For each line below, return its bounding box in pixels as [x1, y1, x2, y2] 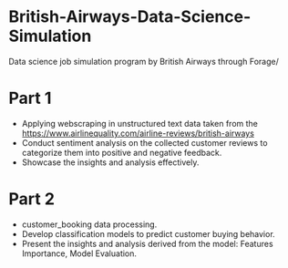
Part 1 [8, 88, 52, 108]
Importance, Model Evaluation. [21, 248, 138, 259]
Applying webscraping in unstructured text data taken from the [21, 118, 259, 129]
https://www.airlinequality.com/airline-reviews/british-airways [21, 128, 254, 139]
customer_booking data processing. [21, 219, 158, 230]
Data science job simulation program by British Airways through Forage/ [8, 56, 279, 67]
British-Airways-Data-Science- [8, 6, 252, 27]
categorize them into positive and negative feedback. [21, 147, 222, 158]
